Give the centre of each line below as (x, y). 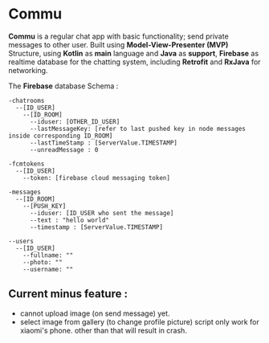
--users (21, 241)
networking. (28, 70)
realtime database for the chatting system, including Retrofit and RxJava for (134, 62)
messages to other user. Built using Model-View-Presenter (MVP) (118, 44)
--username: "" (48, 269)
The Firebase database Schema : (63, 86)
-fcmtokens (26, 164)
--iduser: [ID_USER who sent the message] (102, 213)
